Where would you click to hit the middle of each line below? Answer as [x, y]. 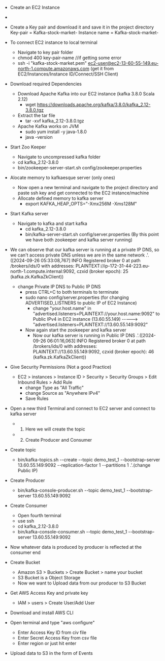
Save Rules [37, 398]
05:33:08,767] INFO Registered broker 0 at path [90, 260]
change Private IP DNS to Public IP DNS [59, 287]
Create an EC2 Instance [35, 7]
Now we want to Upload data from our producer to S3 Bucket [82, 583]
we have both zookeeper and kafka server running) [79, 240]
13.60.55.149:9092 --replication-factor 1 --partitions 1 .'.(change [84, 465]
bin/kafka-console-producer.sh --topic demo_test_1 [71, 490]
